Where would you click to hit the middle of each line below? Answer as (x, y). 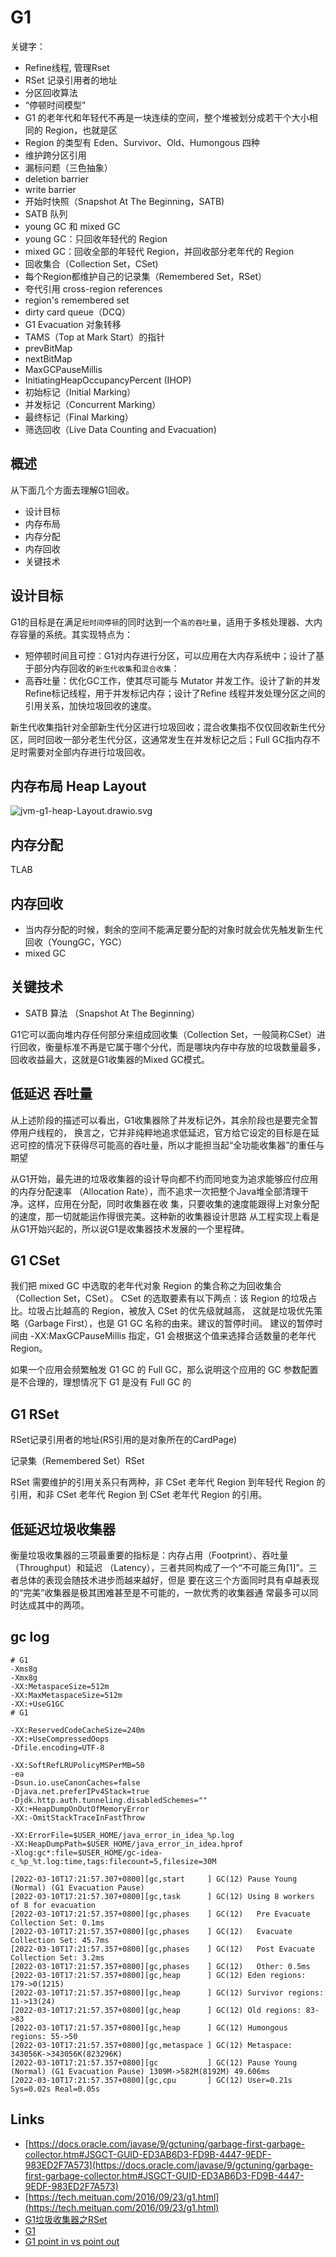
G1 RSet (35, 1414)
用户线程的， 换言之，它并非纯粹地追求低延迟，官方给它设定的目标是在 (164, 1132)
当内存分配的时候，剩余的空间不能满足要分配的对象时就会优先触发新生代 (173, 929)
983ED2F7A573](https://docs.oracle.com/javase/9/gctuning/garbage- (169, 2165)
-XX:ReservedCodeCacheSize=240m (77, 1730)
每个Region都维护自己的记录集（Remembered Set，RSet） (145, 276)
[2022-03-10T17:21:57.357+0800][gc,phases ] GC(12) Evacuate (151, 1931)
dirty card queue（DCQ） (77, 312)
